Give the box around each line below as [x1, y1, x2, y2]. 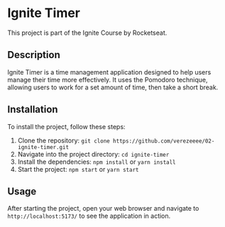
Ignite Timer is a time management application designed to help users [7, 67, 212, 76]
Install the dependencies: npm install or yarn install [17, 157, 176, 166]
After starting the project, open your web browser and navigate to [7, 204, 199, 213]
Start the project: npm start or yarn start [17, 165, 139, 173]
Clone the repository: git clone [17, 136, 110, 145]
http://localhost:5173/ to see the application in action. [7, 211, 171, 221]
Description [7, 49, 60, 61]
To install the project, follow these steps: [7, 122, 126, 131]
